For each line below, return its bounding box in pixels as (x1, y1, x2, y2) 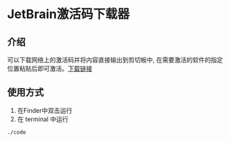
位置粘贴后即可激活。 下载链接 (7, 64, 92, 73)
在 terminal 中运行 (17, 115, 69, 123)
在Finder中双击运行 (17, 106, 73, 114)
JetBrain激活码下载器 (7, 6, 130, 22)
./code (7, 129, 26, 136)
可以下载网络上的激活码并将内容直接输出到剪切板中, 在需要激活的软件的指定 (7, 56, 223, 64)
